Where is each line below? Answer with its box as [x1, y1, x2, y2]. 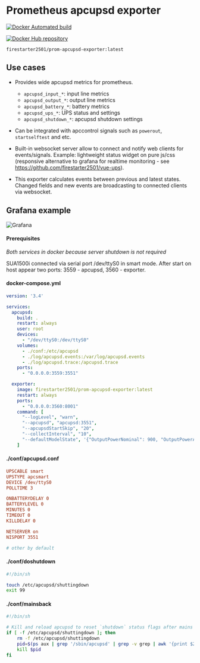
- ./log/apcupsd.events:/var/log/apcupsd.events [21, 353, 145, 360]
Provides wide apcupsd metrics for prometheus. [14, 78, 133, 85]
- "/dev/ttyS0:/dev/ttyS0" [21, 337, 89, 343]
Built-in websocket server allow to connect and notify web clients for [14, 144, 184, 152]
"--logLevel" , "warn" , [21, 414, 79, 421]
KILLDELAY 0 [6, 517, 36, 524]
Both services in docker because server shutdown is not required [6, 248, 167, 255]
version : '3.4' [6, 293, 44, 299]
